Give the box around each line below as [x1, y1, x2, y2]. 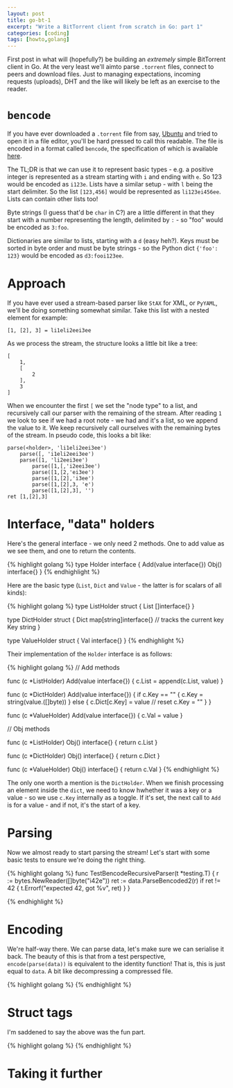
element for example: [7, 314, 68, 322]
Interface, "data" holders [7, 517, 155, 533]
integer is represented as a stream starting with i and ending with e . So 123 [7, 173, 222, 181]
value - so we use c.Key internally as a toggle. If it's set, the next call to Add [7, 793, 221, 801]
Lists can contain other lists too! [7, 195, 98, 203]
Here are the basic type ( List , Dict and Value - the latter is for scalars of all [7, 581, 222, 589]
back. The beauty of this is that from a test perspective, [7, 952, 166, 961]
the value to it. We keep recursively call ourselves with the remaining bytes [7, 424, 221, 432]
